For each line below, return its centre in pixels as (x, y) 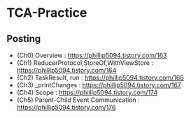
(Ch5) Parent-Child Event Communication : (78, 100)
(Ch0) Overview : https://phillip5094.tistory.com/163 (92, 55)
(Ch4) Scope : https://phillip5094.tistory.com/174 (87, 93)
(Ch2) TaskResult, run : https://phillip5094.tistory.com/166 (100, 78)
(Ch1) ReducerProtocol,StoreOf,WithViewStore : (85, 63)
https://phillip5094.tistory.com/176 (66, 107)
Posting (24, 39)
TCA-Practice (47, 13)
